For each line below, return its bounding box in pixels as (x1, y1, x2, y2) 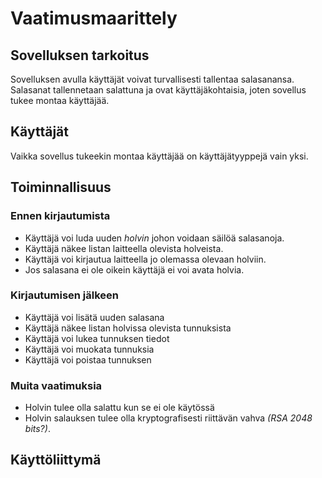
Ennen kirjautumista (10, 209, 111, 223)
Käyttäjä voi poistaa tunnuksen (24, 353, 152, 366)
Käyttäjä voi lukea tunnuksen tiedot (24, 332, 170, 344)
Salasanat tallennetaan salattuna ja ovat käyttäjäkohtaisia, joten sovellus (10, 84, 307, 96)
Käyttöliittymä (10, 452, 102, 469)
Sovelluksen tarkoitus (10, 47, 150, 64)
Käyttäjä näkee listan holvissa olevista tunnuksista (24, 322, 232, 334)
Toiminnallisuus (10, 179, 112, 196)
